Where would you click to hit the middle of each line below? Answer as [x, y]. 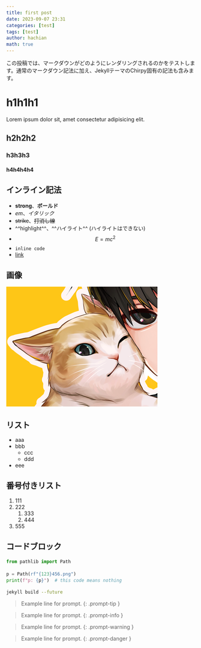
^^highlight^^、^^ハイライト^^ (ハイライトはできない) [80, 228]
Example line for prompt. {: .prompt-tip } [70, 604]
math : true [20, 44]
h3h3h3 [18, 155]
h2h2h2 [21, 138]
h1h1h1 [22, 103]
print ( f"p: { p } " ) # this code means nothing [64, 581]
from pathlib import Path [38, 561]
